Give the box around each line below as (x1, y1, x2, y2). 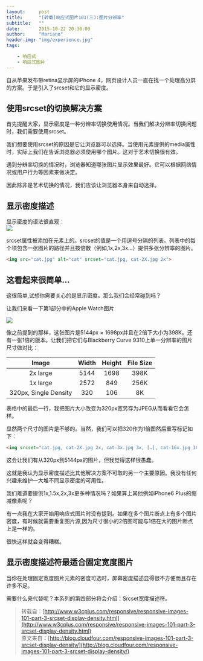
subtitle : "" (6, 20, 45, 26)
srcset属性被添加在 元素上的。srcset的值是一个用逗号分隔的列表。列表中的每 (6, 237, 196, 244)
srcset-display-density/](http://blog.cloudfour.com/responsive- (21, 641, 178, 648)
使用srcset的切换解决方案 (6, 103, 103, 113)
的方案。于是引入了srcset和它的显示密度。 (6, 84, 112, 91)
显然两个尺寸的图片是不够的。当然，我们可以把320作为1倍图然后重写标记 (6, 425, 188, 432)
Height (101, 359, 122, 367)
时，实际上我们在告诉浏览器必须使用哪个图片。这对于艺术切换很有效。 (6, 148, 181, 156)
